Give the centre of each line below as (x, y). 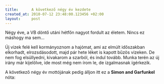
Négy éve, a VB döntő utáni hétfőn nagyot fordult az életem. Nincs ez (75, 33)
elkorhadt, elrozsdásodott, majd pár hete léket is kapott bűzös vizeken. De (80, 52)
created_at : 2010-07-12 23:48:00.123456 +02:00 (55, 14)
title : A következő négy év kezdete (48, 10)
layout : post (23, 19)
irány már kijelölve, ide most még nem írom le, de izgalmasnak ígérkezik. (78, 63)
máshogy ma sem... (25, 38)
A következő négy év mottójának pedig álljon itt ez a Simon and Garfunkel (80, 72)
